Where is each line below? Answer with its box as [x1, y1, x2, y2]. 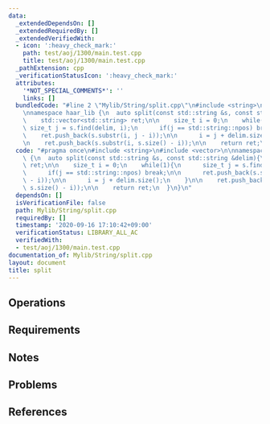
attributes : [15, 79, 56, 87]
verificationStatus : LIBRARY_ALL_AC [15, 228, 138, 237]
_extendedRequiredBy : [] [15, 27, 99, 35]
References [8, 405, 67, 419]
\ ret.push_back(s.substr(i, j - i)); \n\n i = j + [22, 131, 225, 139]
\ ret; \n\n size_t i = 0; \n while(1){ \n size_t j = [22, 162, 239, 170]
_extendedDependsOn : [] [15, 19, 95, 27]
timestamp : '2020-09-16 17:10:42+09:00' [15, 221, 153, 229]
